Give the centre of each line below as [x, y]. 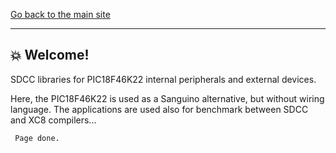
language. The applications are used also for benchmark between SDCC [159, 109]
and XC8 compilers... [53, 120]
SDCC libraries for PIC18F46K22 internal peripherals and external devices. [163, 79]
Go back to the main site [60, 14]
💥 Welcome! [50, 55]
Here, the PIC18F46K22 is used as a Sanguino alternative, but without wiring [167, 98]
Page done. [37, 138]
